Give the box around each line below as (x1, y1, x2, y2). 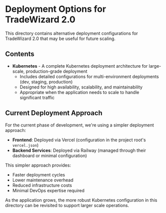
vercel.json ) (12, 142, 39, 148)
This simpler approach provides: (5, 162, 71, 168)
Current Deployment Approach (5, 109, 103, 117)
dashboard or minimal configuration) (12, 152, 87, 159)
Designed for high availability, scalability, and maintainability (19, 84, 143, 90)
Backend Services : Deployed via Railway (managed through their (12, 147, 146, 153)
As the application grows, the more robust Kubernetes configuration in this (5, 197, 158, 203)
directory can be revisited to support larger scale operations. (5, 202, 129, 208)
